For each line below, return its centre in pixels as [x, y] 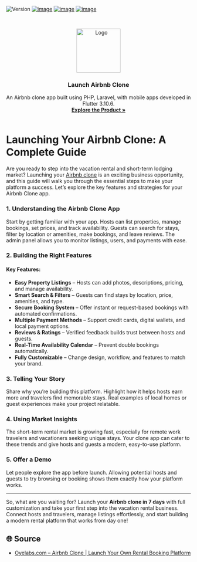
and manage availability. [44, 289]
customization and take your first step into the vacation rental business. [92, 508]
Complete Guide [46, 152]
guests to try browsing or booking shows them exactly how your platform [94, 479]
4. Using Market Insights [42, 419]
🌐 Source [23, 539]
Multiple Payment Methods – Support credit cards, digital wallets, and [100, 320]
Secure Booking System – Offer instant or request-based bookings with [101, 307]
